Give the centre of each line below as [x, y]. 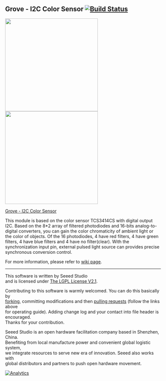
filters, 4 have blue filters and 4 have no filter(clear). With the [67, 241]
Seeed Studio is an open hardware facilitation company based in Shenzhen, [82, 332]
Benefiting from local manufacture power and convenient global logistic [78, 342]
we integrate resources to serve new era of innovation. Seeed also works [80, 353]
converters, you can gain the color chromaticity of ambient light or [86, 231]
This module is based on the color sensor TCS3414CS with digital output [79, 220]
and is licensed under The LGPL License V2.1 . [51, 281]
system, [13, 347]
